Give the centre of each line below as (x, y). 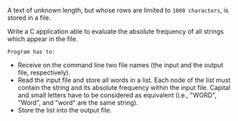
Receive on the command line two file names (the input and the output (120, 65)
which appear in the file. (43, 39)
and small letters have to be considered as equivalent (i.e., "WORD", (117, 95)
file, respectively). (44, 73)
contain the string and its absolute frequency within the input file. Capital (124, 87)
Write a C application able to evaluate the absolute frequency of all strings (115, 31)
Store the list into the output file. (65, 110)
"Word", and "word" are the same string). (78, 103)
